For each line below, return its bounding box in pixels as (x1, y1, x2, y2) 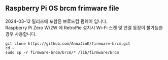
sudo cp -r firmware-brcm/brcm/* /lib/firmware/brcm (5, 50, 119, 55)
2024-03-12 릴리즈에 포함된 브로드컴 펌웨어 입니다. (5, 18, 108, 24)
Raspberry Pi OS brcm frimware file (5, 4, 119, 13)
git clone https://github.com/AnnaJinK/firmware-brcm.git (5, 41, 130, 46)
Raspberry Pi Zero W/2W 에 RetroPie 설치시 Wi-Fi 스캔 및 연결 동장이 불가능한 (5, 24, 163, 31)
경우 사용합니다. (5, 31, 37, 37)
